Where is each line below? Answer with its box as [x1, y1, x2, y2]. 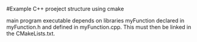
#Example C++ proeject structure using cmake [6, 5, 124, 12]
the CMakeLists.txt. [6, 30, 55, 37]
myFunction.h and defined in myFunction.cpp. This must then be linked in [6, 24, 191, 30]
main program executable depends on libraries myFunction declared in [6, 17, 185, 24]
